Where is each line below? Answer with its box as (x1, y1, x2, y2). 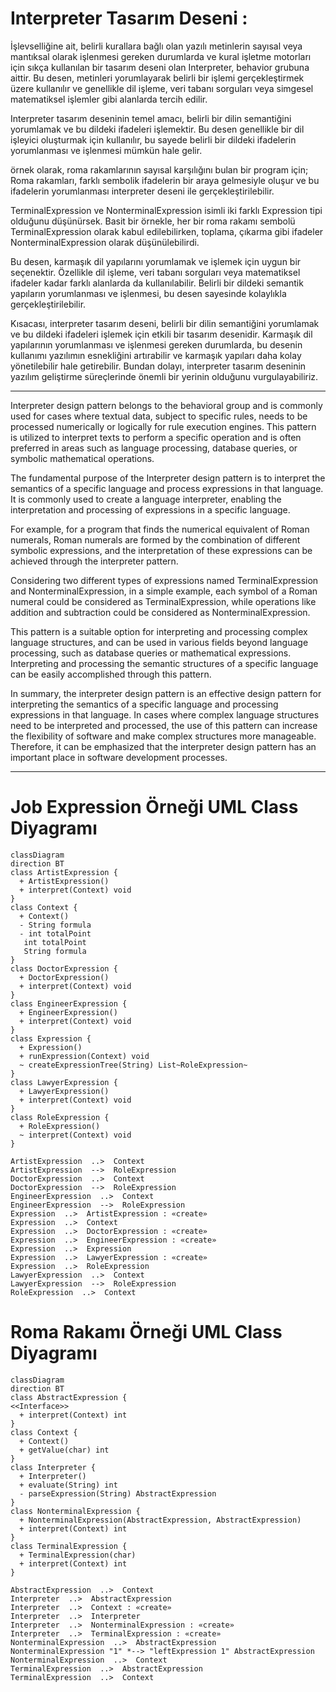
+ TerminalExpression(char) (19, 1550, 137, 1560)
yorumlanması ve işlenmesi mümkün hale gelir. (10, 144, 203, 156)
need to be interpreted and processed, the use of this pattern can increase (10, 719, 318, 731)
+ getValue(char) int (19, 1445, 110, 1455)
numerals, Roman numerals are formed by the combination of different (10, 533, 301, 546)
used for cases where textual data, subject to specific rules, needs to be (10, 410, 308, 422)
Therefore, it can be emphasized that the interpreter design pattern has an (10, 740, 317, 752)
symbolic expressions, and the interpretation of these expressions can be (10, 544, 313, 556)
